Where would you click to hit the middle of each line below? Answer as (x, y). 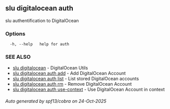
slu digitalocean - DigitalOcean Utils (50, 68)
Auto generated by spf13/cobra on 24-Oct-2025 (56, 101)
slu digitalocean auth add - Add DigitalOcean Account (69, 74)
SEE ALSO (18, 57)
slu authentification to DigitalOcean (42, 20)
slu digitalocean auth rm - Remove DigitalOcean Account (72, 84)
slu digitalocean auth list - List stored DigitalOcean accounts (76, 79)
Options (15, 33)
